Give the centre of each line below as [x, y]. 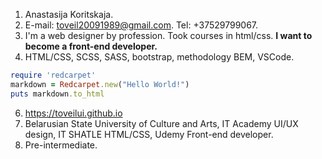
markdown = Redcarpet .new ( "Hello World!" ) [100, 84]
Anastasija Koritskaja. [69, 14]
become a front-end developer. [91, 46]
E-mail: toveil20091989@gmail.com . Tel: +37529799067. [141, 25]
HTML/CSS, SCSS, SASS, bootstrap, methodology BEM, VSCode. [159, 57]
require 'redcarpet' [53, 75]
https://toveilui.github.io [73, 113]
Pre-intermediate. [61, 145]
